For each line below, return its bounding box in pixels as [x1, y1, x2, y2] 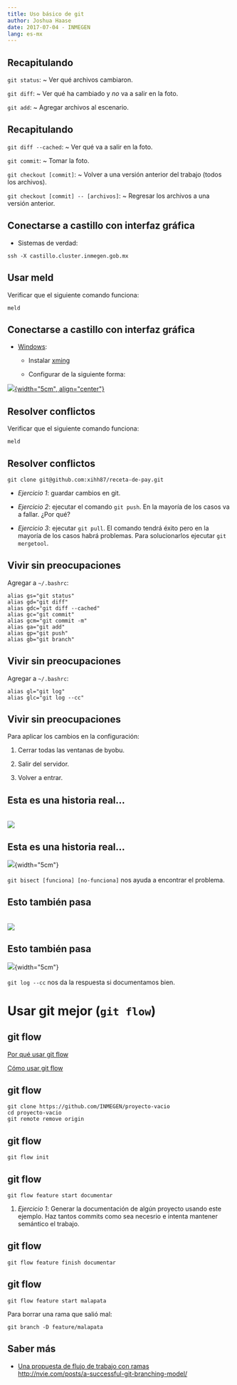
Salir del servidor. [17, 759, 70, 769]
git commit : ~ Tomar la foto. [7, 156, 90, 164]
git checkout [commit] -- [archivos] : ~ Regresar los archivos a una [7, 191, 210, 200]
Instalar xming [28, 357, 70, 365]
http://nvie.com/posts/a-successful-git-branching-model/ [17, 1369, 188, 1378]
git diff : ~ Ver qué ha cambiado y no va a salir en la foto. [7, 90, 179, 98]
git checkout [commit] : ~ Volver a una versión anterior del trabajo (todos [7, 170, 222, 179]
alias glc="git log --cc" [7, 694, 84, 701]
